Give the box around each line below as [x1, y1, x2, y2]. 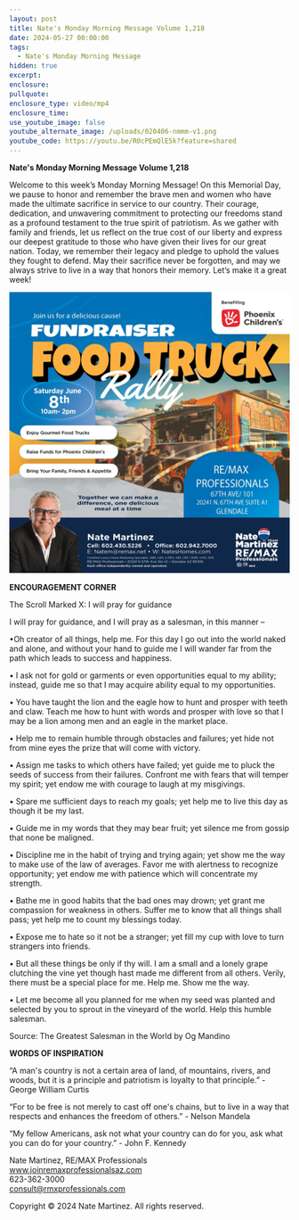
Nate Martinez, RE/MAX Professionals [9, 1155, 148, 1166]
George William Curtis [9, 1084, 90, 1094]
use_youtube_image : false [9, 118, 105, 127]
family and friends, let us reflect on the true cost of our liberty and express [9, 227, 283, 237]
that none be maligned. [9, 832, 94, 843]
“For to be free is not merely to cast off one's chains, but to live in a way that [9, 1101, 289, 1112]
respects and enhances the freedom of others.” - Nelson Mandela [9, 1111, 251, 1121]
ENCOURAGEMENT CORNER [9, 582, 117, 592]
